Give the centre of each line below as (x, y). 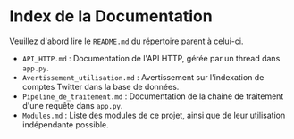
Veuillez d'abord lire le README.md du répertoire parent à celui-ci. (126, 41)
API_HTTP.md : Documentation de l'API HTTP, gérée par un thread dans (151, 58)
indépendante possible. (65, 124)
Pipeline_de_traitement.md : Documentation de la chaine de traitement (153, 96)
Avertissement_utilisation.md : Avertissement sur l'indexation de (143, 77)
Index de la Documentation (111, 16)
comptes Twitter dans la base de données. (101, 86)
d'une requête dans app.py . (72, 105)
